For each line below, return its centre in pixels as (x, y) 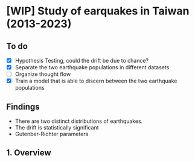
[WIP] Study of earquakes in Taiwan (98, 11)
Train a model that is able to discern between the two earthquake (96, 81)
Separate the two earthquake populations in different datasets (92, 67)
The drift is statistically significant (57, 128)
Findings (23, 107)
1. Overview (29, 153)
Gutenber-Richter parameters (52, 134)
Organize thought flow (43, 74)
